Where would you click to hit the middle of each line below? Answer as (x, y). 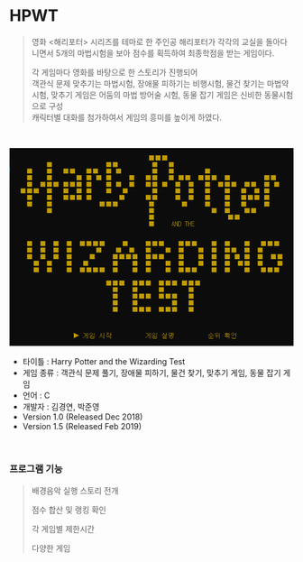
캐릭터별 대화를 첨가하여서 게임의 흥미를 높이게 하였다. (127, 117)
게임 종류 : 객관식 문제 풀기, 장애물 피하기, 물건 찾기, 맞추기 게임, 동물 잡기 (151, 373)
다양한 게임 (51, 548)
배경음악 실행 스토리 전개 (75, 490)
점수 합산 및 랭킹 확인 (69, 510)
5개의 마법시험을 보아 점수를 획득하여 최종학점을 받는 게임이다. (165, 53)
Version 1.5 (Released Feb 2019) (82, 427)
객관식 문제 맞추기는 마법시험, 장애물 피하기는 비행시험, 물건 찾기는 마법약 (160, 83)
